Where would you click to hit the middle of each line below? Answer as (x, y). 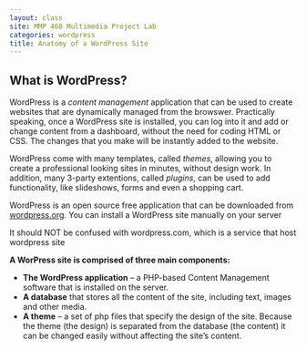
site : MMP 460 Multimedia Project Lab (83, 26)
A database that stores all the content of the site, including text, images (157, 297)
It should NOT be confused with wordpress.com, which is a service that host (153, 232)
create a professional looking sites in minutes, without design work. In (140, 169)
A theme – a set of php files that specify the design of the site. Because (157, 316)
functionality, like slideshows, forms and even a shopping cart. (127, 188)
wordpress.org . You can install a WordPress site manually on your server (146, 215)
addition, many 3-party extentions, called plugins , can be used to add (140, 178)
